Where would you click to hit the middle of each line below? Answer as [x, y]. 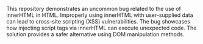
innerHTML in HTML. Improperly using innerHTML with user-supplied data [100, 15]
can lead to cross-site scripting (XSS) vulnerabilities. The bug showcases [98, 21]
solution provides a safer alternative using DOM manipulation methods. [95, 34]
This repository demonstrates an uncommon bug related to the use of [94, 9]
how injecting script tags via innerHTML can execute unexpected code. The [101, 28]
